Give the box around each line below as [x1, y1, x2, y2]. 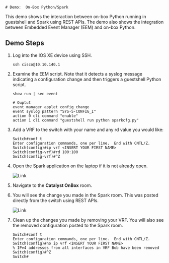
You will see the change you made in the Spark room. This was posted [12, 192, 158, 198]
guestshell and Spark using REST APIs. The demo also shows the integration [5, 19, 164, 25]
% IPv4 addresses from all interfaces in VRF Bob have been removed [12, 245, 159, 250]
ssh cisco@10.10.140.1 [12, 62, 60, 67]
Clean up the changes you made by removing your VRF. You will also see [12, 217, 164, 223]
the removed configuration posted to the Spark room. [12, 222, 123, 228]
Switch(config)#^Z [12, 249, 51, 254]
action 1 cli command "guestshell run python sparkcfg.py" [12, 117, 139, 123]
